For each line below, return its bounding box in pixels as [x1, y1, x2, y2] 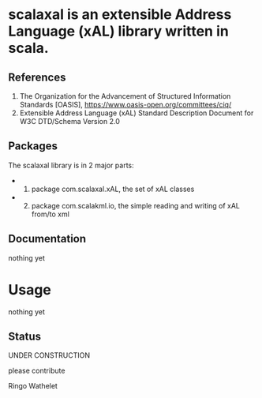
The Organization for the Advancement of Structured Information [19, 92, 231, 100]
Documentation [8, 232, 87, 246]
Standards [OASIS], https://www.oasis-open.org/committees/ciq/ [19, 100, 232, 109]
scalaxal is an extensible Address [8, 6, 232, 24]
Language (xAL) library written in [8, 22, 229, 40]
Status [8, 329, 42, 343]
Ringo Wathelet [8, 381, 58, 391]
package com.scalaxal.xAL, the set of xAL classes [31, 184, 195, 193]
